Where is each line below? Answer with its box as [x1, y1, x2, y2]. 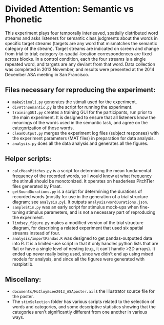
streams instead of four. [12, 230, 61, 236]
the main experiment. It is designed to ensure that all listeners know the [12, 114, 156, 120]
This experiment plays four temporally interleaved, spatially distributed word [5, 30, 159, 36]
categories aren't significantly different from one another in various [12, 309, 147, 315]
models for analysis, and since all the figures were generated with [12, 256, 145, 262]
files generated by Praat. [12, 183, 62, 189]
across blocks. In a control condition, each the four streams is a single [5, 56, 146, 62]
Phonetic [5, 14, 42, 25]
